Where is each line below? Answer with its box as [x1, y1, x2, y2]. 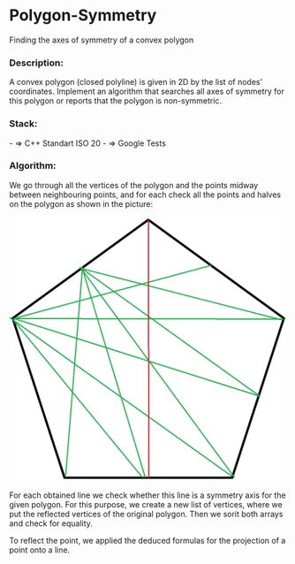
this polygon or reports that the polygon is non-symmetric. [9, 95, 223, 106]
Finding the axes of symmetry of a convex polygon [9, 34, 194, 45]
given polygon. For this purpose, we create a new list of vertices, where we [9, 499, 283, 509]
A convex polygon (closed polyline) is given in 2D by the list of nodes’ [9, 77, 263, 88]
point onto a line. [9, 545, 71, 555]
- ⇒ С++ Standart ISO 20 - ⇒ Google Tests [9, 138, 166, 149]
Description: [9, 57, 64, 69]
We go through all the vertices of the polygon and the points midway [9, 179, 259, 190]
